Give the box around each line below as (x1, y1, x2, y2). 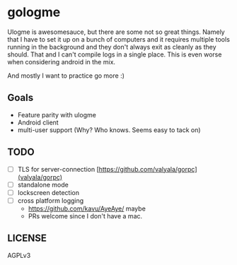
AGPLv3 (7, 251, 31, 259)
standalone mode (17, 180, 69, 189)
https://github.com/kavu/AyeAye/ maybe (28, 204, 146, 213)
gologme (7, 4, 61, 20)
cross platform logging (17, 196, 84, 205)
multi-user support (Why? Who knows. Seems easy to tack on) (17, 125, 201, 134)
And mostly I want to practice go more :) (7, 71, 125, 80)
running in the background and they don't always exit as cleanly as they (7, 42, 217, 51)
